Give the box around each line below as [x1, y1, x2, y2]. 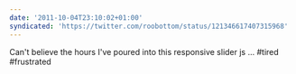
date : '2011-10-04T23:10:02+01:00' [9, 13, 143, 23]
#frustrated [9, 56, 51, 67]
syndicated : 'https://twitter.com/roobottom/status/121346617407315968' [9, 22, 289, 31]
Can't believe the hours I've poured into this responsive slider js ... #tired [9, 46, 280, 57]
